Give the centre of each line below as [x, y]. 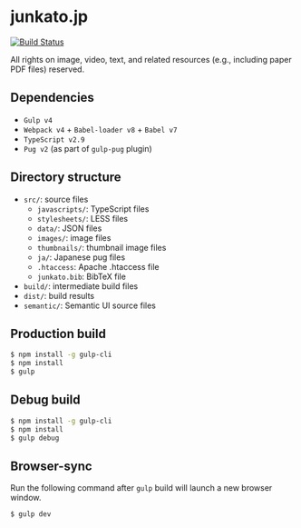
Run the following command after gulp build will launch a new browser [141, 488]
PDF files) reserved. [48, 69]
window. [26, 498]
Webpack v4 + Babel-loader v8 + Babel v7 [100, 129]
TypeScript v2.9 [54, 139]
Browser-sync [52, 466]
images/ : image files [74, 237]
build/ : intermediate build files [81, 286]
